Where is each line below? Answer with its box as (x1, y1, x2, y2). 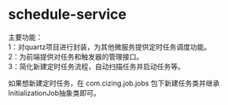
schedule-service (8, 5, 127, 24)
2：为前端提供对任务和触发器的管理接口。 (8, 52, 144, 61)
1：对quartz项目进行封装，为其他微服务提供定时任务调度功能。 (8, 42, 211, 52)
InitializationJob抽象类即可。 (8, 88, 101, 97)
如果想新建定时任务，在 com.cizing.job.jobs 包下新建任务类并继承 (8, 78, 220, 88)
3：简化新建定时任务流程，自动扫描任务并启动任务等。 (8, 61, 185, 71)
